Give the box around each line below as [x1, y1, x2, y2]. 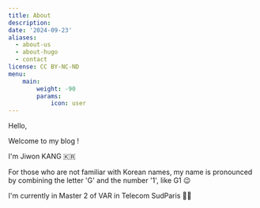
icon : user [50, 99, 87, 107]
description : [8, 19, 51, 27]
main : [22, 77, 41, 85]
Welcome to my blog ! [8, 136, 79, 146]
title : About [8, 11, 51, 20]
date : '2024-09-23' [8, 26, 73, 34]
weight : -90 [36, 84, 77, 93]
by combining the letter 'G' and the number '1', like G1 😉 [8, 176, 191, 185]
